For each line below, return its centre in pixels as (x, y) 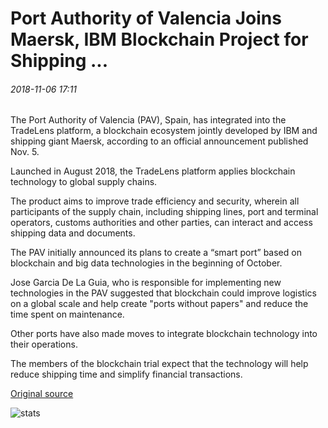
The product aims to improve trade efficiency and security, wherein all (155, 201)
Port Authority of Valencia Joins (146, 18)
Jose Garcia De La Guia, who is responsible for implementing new (146, 283)
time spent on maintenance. (67, 314)
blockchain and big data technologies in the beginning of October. (146, 263)
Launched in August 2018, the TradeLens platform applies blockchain (153, 171)
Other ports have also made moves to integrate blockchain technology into (164, 334)
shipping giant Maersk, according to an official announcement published (159, 141)
